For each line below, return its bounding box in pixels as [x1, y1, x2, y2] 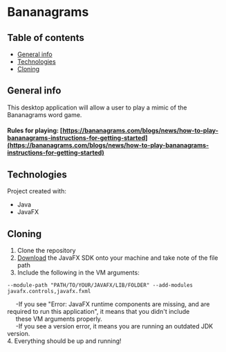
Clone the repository [17, 247, 76, 255]
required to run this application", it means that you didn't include [7, 308, 190, 316]
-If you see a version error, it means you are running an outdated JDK [15, 322, 214, 331]
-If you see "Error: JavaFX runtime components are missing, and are [15, 300, 210, 308]
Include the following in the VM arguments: [17, 268, 140, 277]
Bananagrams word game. [7, 110, 82, 118]
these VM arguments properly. [15, 315, 102, 323]
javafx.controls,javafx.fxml [7, 288, 91, 295]
